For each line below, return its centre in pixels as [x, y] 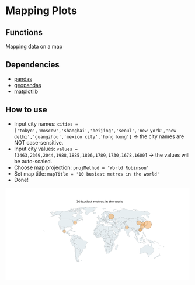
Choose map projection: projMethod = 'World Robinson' [81, 167]
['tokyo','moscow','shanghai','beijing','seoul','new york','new [95, 131]
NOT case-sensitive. [39, 142]
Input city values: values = [46, 149]
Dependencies [32, 65]
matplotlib [26, 91]
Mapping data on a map [34, 46]
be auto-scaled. [33, 161]
